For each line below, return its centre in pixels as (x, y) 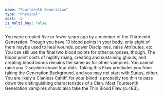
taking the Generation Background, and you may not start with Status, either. (82, 73)
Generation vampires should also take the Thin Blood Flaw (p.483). (72, 88)
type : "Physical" (23, 14)
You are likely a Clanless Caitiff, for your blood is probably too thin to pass (79, 78)
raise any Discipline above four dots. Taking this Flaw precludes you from (79, 68)
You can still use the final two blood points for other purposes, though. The (80, 52)
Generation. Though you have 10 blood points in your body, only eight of (77, 42)
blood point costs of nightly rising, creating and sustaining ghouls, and (76, 57)
